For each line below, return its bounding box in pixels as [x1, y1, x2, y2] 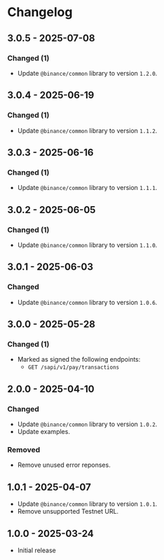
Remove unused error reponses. [17, 460, 111, 470]
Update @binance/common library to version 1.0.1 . [17, 500, 158, 508]
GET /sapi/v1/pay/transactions [27, 364, 120, 371]
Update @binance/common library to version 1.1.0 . [17, 240, 158, 249]
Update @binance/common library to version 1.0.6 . [17, 298, 158, 306]
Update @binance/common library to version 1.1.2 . [17, 126, 158, 135]
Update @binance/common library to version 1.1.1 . [17, 184, 158, 192]
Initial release [17, 546, 56, 554]
